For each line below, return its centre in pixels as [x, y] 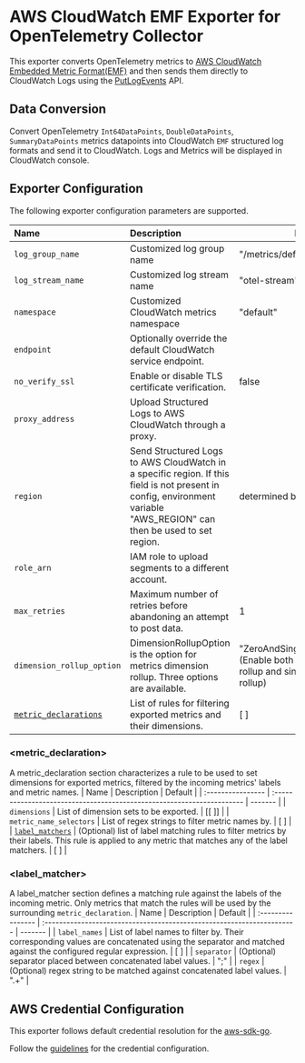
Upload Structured [169, 402]
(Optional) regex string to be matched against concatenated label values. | [148, 971]
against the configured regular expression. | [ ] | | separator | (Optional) [143, 951]
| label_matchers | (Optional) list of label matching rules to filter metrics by [148, 830]
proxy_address [44, 419]
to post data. [157, 627]
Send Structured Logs [177, 450]
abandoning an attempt [180, 617]
